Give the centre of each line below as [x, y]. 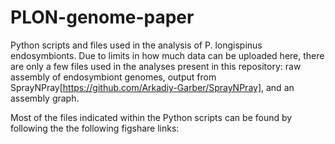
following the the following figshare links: [95, 128]
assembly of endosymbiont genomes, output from [113, 77]
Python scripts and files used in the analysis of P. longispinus [136, 45]
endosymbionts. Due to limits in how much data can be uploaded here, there [167, 55]
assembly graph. [45, 98]
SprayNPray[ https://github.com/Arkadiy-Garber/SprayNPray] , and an [152, 87]
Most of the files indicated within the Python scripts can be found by [151, 117]
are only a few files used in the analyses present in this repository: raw [156, 66]
